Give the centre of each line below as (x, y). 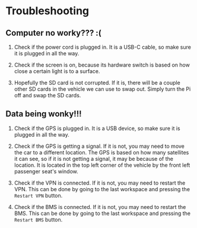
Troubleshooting (47, 11)
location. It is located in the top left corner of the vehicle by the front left (102, 165)
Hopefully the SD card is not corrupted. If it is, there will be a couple (97, 83)
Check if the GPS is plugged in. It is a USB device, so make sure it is (97, 128)
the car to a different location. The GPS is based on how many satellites (101, 152)
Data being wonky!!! (44, 114)
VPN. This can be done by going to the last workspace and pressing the (102, 189)
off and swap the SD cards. (47, 95)
